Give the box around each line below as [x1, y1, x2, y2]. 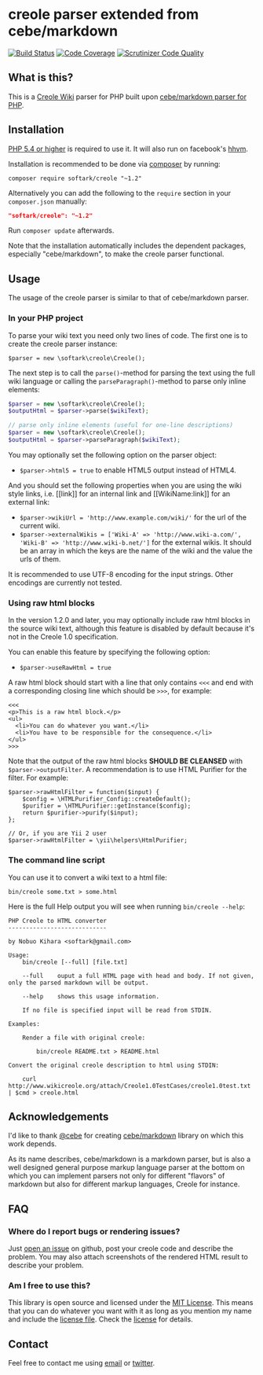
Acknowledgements [8, 1110, 109, 1123]
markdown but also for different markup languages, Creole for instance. [8, 1179, 240, 1189]
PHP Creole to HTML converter [8, 917, 108, 925]
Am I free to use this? [8, 1280, 91, 1291]
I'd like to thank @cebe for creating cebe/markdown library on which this [8, 1131, 244, 1141]
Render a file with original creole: [22, 1034, 146, 1042]
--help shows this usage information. [22, 992, 159, 1000]
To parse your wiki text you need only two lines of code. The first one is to [8, 330, 248, 340]
